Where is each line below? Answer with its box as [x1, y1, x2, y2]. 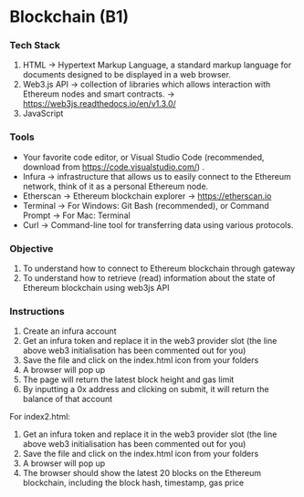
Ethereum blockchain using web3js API [22, 283, 170, 294]
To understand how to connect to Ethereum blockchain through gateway [22, 263, 296, 274]
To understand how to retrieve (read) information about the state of [22, 273, 276, 284]
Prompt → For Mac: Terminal [22, 210, 131, 221]
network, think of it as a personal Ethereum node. [22, 181, 209, 192]
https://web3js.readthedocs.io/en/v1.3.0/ [22, 98, 176, 109]
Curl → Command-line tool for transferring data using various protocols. [22, 219, 294, 230]
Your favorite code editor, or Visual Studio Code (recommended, [22, 151, 265, 162]
